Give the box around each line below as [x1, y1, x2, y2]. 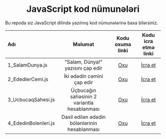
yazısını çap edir [64, 64, 103, 71]
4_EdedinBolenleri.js [7, 120, 55, 127]
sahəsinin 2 [70, 93, 97, 100]
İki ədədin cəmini [64, 73, 104, 80]
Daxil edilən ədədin [61, 113, 106, 120]
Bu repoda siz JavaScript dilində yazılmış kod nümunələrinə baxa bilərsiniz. [5, 20, 158, 26]
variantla [73, 99, 94, 106]
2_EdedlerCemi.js [7, 76, 48, 83]
